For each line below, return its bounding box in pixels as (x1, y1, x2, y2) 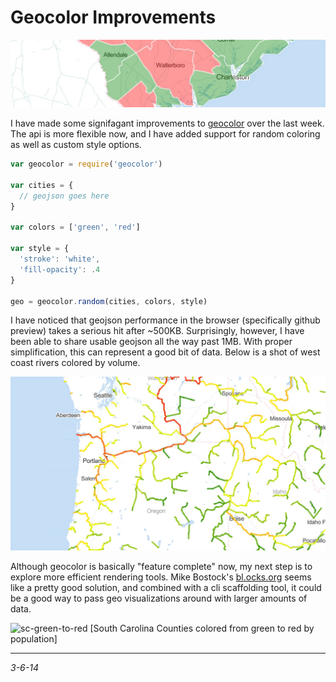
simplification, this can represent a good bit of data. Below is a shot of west (10, 346, 321, 358)
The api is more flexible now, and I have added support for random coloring (10, 128, 321, 140)
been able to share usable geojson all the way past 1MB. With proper (10, 336, 293, 348)
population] (10, 632, 58, 645)
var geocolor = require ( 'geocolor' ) (10, 159, 163, 170)
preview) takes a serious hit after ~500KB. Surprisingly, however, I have (10, 325, 305, 337)
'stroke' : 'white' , (19, 254, 101, 265)
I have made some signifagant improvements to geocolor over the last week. (10, 117, 325, 130)
